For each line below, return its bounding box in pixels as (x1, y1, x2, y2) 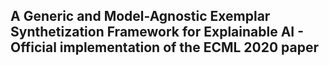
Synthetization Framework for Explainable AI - (10, 24, 305, 41)
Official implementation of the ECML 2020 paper (10, 39, 320, 56)
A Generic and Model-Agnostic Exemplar (10, 8, 271, 25)
